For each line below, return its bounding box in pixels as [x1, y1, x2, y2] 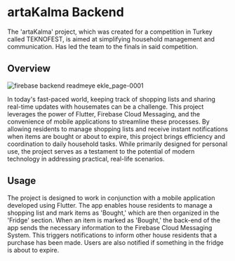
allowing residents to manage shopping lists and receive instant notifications [7, 124, 228, 133]
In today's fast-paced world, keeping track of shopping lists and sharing [7, 95, 216, 103]
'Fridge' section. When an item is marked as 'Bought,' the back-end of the [7, 215, 221, 225]
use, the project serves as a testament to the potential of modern [7, 147, 195, 155]
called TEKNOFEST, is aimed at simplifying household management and [7, 34, 215, 43]
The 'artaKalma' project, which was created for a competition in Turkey [7, 27, 213, 36]
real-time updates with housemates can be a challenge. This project [7, 102, 204, 111]
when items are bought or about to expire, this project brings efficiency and [7, 132, 226, 140]
